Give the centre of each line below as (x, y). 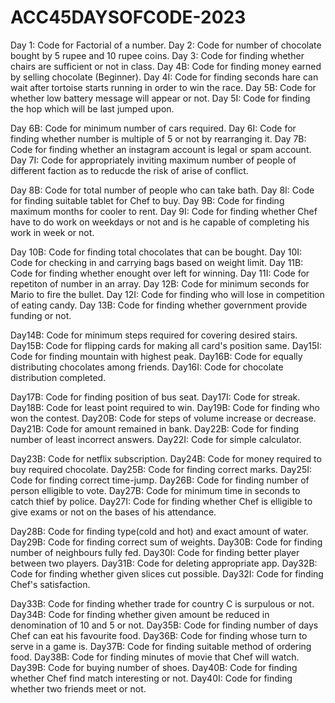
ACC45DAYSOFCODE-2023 (128, 17)
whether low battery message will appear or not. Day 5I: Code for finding (160, 98)
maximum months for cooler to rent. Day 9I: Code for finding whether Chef (164, 211)
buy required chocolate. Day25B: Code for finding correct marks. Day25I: (161, 469)
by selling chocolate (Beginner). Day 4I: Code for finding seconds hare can (164, 77)
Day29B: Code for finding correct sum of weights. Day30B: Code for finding (166, 542)
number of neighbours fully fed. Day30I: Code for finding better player (155, 552)
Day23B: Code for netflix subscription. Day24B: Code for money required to (166, 458)
